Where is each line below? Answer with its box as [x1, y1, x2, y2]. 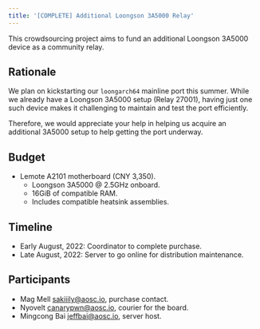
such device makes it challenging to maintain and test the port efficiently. [8, 103, 249, 113]
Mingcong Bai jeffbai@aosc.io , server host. [19, 311, 162, 320]
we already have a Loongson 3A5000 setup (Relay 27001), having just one [8, 95, 253, 105]
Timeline [8, 220, 53, 234]
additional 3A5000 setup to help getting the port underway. [8, 127, 203, 137]
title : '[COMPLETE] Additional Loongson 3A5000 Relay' [8, 11, 195, 20]
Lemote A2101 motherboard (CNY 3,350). [19, 172, 156, 181]
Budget [8, 150, 45, 164]
